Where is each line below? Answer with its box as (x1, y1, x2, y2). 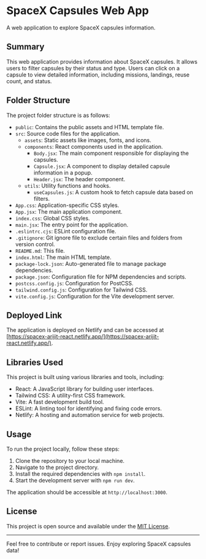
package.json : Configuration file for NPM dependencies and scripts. (15, 273, 187, 280)
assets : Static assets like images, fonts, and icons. (24, 136, 151, 144)
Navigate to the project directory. (15, 463, 99, 471)
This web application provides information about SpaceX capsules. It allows (6, 58, 198, 65)
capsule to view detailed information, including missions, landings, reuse (6, 71, 190, 78)
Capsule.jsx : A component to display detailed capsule (33, 162, 170, 170)
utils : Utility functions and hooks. (24, 182, 111, 189)
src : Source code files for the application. (15, 130, 121, 137)
